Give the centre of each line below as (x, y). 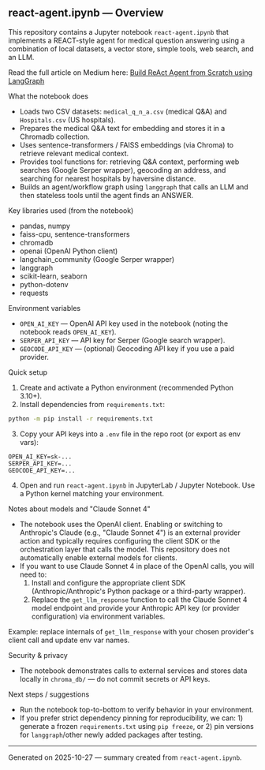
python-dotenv (44, 284)
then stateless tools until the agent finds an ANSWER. (106, 195)
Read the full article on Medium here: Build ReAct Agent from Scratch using (130, 72)
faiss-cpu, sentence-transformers (75, 234)
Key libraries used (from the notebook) (71, 210)
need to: (33, 574)
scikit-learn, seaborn (53, 276)
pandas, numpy (45, 226)
